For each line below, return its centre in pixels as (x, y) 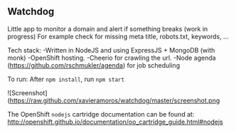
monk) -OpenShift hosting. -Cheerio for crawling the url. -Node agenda (112, 58)
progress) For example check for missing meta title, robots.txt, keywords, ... (118, 36)
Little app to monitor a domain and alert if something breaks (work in (108, 28)
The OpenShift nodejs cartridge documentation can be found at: (101, 114)
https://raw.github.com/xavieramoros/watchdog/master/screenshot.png (115, 100)
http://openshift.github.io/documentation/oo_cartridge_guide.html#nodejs (115, 122)
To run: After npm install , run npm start (66, 79)
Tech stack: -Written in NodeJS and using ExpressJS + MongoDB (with (111, 50)
